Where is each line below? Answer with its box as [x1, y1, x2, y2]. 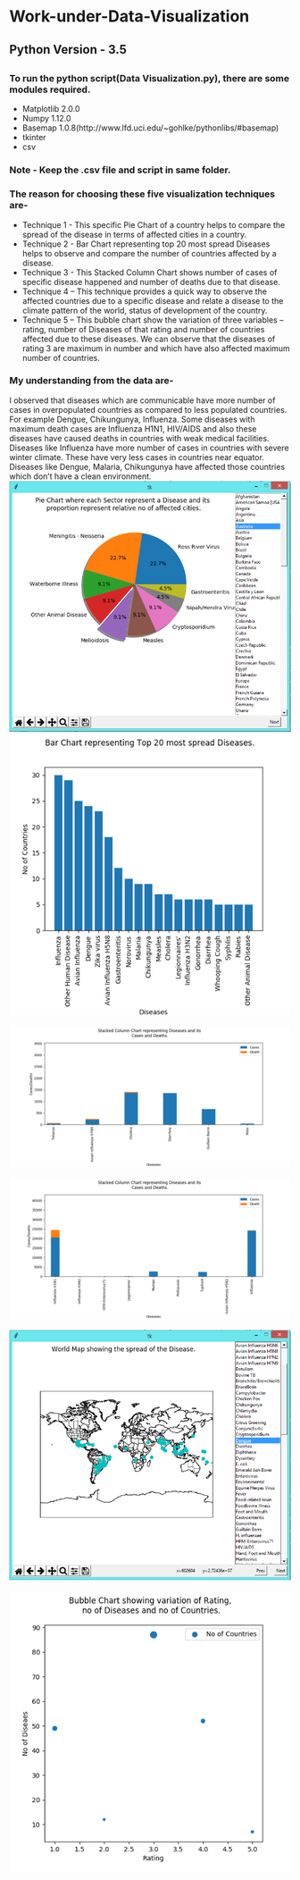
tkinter [21, 132, 46, 143]
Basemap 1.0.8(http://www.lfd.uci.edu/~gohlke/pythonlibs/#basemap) [21, 122, 279, 133]
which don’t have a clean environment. [9, 471, 152, 482]
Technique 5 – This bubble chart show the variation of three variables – [21, 315, 284, 325]
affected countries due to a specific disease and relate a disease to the [21, 295, 284, 306]
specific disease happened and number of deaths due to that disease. [21, 276, 281, 287]
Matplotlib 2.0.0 [21, 104, 80, 114]
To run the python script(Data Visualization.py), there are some [9, 71, 290, 84]
